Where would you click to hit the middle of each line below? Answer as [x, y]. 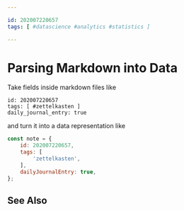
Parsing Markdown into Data [93, 68]
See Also [27, 200]
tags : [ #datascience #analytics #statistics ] [79, 27]
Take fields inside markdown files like [62, 87]
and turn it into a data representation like [67, 126]
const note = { [30, 139]
